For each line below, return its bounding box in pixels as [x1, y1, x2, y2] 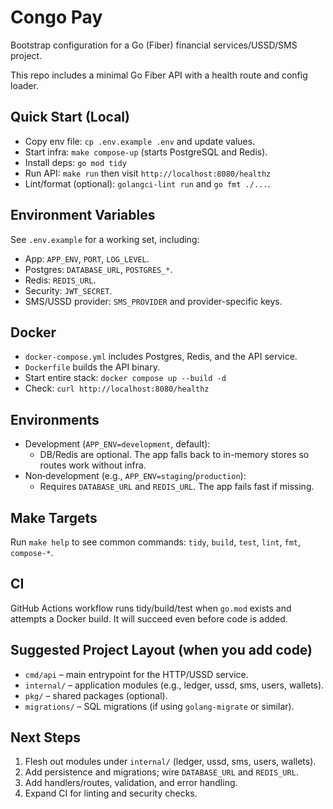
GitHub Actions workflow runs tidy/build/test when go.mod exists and [10, 602, 292, 614]
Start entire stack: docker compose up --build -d [24, 372, 227, 384]
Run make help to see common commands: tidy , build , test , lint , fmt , [10, 536, 301, 548]
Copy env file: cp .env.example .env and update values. [24, 135, 256, 147]
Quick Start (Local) [10, 109, 130, 126]
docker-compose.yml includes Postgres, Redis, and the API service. [24, 351, 298, 363]
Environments [10, 411, 100, 428]
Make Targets [10, 509, 98, 526]
